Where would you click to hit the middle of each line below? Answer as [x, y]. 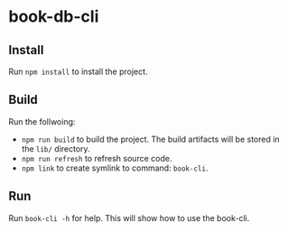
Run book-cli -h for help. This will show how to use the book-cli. [129, 217]
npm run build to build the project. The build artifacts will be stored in [151, 139]
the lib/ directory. [56, 148]
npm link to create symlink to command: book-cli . [115, 168]
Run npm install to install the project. [78, 71]
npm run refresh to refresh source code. [97, 158]
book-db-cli [54, 17]
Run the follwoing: [42, 121]
